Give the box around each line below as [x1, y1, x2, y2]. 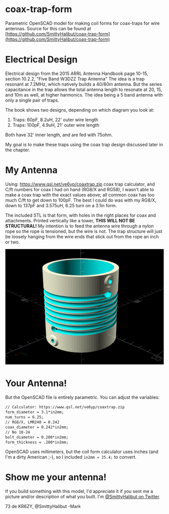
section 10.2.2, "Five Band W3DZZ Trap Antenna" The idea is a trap [5, 75, 145, 81]
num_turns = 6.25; [5, 414, 44, 419]
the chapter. [5, 147, 30, 153]
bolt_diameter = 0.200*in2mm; [5, 435, 69, 440]
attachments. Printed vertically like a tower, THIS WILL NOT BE [5, 217, 135, 223]
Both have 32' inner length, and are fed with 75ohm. [5, 132, 113, 138]
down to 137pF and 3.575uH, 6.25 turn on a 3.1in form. [5, 202, 117, 208]
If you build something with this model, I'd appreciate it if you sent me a [5, 488, 153, 494]
